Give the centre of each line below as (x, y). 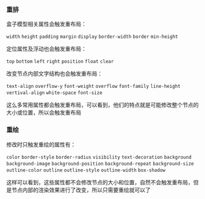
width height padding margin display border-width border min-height (92, 37)
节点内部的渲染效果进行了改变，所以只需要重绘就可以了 (81, 190)
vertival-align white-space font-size (54, 93)
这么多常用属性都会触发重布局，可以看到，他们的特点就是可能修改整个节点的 (103, 105)
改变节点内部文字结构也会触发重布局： (54, 74)
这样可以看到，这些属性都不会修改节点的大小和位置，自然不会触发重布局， (100, 182)
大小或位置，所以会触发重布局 (44, 113)
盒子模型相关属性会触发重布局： (46, 24)
